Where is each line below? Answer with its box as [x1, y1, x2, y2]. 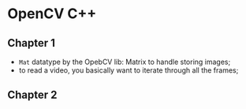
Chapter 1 [7, 36, 56, 50]
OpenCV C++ [7, 5, 97, 23]
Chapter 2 [7, 88, 58, 102]
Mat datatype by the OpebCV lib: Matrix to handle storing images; [18, 57, 231, 66]
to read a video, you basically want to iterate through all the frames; [18, 66, 239, 75]
